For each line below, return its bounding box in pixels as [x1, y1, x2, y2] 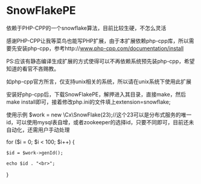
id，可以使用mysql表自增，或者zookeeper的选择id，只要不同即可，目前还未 [6, 118, 194, 125]
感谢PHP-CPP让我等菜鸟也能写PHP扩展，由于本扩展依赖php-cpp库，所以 [6, 37, 189, 44]
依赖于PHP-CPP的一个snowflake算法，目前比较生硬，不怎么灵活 [6, 24, 167, 31]
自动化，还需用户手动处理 [6, 126, 70, 133]
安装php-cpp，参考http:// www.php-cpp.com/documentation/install [16, 45, 184, 52]
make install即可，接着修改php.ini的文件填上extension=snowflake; [6, 98, 171, 106]
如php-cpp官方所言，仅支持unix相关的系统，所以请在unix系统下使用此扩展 [6, 78, 192, 85]
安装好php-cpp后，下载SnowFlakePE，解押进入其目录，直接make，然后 [6, 90, 186, 98]
